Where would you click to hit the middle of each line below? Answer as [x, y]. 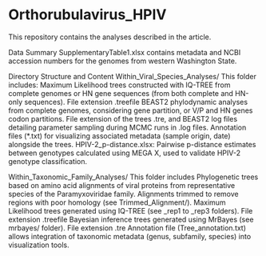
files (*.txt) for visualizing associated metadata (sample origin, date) [119, 136]
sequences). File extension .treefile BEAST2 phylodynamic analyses [136, 102]
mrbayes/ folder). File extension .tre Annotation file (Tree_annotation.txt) [127, 228]
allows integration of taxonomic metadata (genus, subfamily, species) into [130, 236]
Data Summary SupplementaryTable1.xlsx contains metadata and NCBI [125, 52]
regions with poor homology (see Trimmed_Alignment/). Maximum [117, 202]
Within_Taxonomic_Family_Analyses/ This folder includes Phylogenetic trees [133, 177]
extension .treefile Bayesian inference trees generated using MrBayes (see [131, 219]
